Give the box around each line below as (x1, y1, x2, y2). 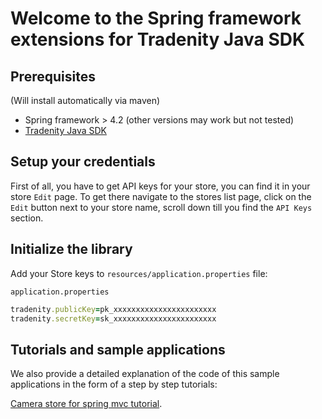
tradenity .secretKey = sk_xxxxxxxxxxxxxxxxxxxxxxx (10, 313, 217, 324)
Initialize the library (10, 241, 133, 258)
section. (10, 212, 44, 224)
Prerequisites (10, 68, 96, 85)
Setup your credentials (10, 153, 156, 171)
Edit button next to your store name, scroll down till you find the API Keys (10, 201, 313, 213)
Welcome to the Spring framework (10, 7, 302, 30)
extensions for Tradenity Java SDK (10, 28, 306, 51)
